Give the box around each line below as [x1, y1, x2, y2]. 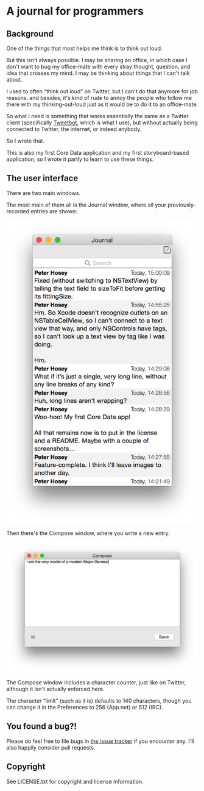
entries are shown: [30, 207, 77, 215]
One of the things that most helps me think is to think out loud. [6, 44, 163, 52]
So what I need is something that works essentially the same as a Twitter [6, 113, 189, 119]
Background [6, 29, 54, 39]
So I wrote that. [6, 137, 44, 144]
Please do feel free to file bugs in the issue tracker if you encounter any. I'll [6, 737, 194, 745]
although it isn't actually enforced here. [6, 686, 105, 693]
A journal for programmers [6, 4, 144, 18]
